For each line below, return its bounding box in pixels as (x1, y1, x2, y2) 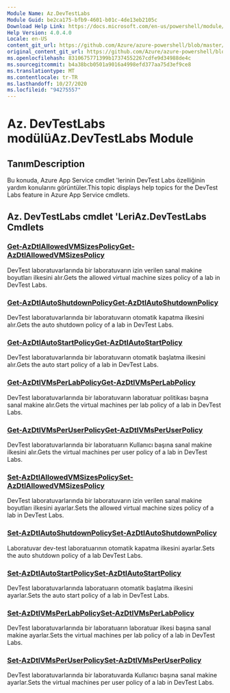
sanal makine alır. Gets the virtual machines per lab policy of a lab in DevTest (7, 401, 221, 409)
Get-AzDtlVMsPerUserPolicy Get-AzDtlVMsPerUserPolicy (7, 425, 203, 434)
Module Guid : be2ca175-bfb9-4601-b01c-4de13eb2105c (7, 16, 157, 23)
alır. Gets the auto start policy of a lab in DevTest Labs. (7, 361, 159, 369)
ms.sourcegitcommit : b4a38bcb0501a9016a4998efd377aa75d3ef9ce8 (7, 61, 192, 68)
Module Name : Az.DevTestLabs (7, 10, 90, 17)
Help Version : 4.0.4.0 (7, 29, 72, 36)
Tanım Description (7, 158, 86, 169)
